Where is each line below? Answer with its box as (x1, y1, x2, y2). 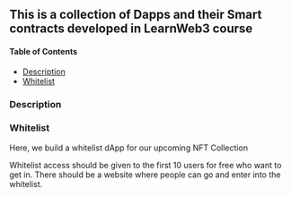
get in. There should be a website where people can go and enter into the (9, 169, 281, 180)
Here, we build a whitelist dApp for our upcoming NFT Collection (9, 142, 249, 153)
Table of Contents (9, 46, 78, 56)
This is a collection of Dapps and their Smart (9, 7, 262, 22)
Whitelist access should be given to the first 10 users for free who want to (9, 159, 282, 170)
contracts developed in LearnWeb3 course (9, 21, 253, 37)
